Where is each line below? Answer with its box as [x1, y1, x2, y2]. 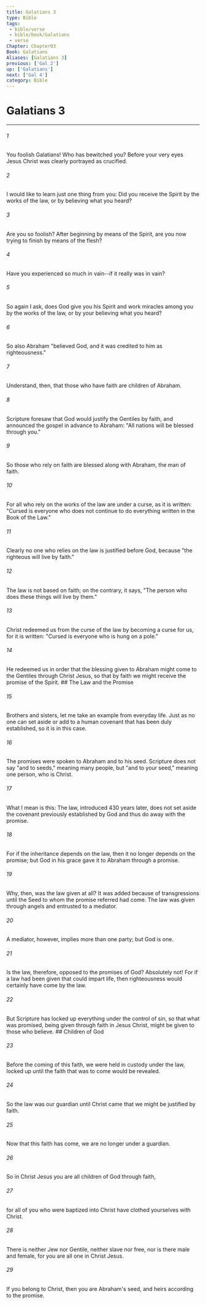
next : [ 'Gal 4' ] [6, 72, 48, 78]
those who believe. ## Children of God [6, 1028, 104, 1035]
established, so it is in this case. [6, 725, 87, 732]
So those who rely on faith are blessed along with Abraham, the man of [6, 461, 186, 468]
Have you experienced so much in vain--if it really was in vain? [6, 269, 166, 277]
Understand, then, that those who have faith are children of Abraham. [6, 382, 182, 390]
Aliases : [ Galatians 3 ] [6, 55, 67, 61]
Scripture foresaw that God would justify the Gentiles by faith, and [6, 415, 174, 422]
